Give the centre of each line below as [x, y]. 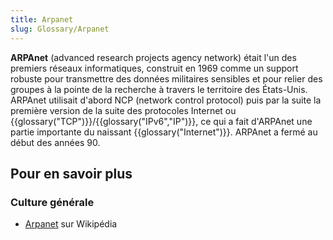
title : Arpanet [42, 19]
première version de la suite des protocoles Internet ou [123, 110]
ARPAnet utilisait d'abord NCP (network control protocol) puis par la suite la [166, 100]
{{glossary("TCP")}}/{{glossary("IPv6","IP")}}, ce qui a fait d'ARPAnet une [161, 121]
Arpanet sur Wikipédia [71, 224]
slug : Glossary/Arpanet [60, 29]
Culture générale [52, 202]
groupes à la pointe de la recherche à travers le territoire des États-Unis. [159, 89]
